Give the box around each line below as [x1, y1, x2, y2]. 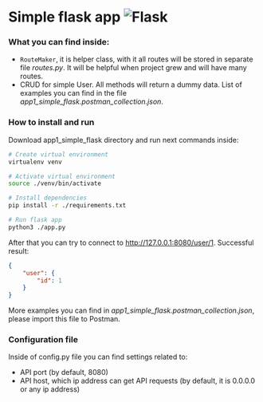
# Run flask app [8, 216, 62, 224]
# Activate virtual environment [8, 172, 116, 180]
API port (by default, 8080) [19, 368, 109, 377]
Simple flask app [8, 8, 121, 26]
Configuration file [8, 334, 78, 345]
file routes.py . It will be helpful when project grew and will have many [19, 63, 247, 73]
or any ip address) [19, 384, 80, 394]
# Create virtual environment [8, 150, 109, 159]
